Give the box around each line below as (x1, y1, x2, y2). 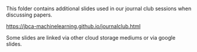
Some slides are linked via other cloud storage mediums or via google (6, 34, 176, 41)
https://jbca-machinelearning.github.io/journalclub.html (6, 23, 141, 30)
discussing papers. (6, 11, 52, 18)
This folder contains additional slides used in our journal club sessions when (6, 5, 192, 12)
